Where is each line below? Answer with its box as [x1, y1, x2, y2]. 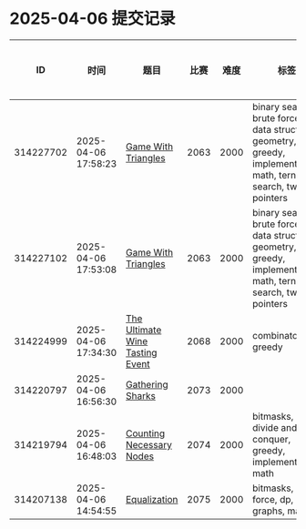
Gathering [126, 378, 168, 391]
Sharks [126, 389, 157, 402]
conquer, [251, 432, 291, 445]
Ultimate [126, 323, 162, 336]
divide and [251, 421, 298, 433]
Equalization [126, 493, 178, 505]
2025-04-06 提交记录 [9, 8, 176, 29]
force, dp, [251, 493, 294, 505]
